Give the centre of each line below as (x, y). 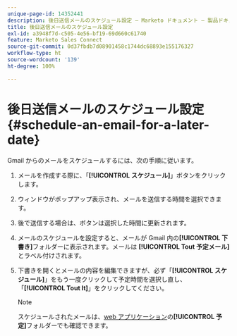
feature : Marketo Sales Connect (55, 40)
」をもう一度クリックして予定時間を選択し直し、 (116, 279)
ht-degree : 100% (31, 66)
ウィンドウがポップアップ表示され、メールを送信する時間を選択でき (116, 199)
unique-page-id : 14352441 (45, 14)
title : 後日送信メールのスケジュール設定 (60, 27)
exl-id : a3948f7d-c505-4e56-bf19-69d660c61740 (77, 33)
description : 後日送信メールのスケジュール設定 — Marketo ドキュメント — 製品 (113, 20)
